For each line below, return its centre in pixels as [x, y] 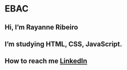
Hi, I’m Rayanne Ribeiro [41, 27]
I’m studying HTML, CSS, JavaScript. [63, 44]
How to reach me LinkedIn [46, 61]
